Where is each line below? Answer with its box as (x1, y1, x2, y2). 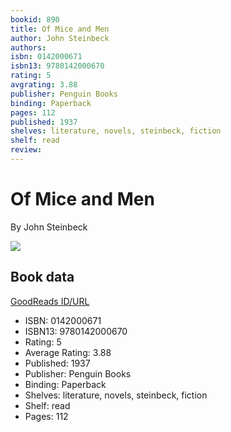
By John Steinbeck (10, 221, 88, 233)
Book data (10, 269, 75, 286)
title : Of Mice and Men (10, 24, 110, 34)
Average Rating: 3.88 (24, 346, 112, 358)
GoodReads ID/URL (10, 295, 90, 307)
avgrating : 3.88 (10, 80, 78, 90)
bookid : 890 (10, 14, 60, 25)
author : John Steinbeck (10, 33, 110, 43)
